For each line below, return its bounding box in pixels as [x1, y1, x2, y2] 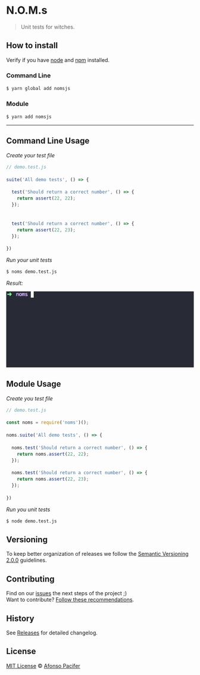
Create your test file [6, 151, 55, 158]
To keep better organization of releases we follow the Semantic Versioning [6, 550, 189, 558]
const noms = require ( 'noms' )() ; [6, 419, 89, 426]
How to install [6, 41, 58, 51]
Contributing [6, 574, 55, 584]
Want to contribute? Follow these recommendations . [6, 596, 135, 604]
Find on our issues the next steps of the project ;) [6, 590, 127, 597]
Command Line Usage [6, 136, 90, 146]
